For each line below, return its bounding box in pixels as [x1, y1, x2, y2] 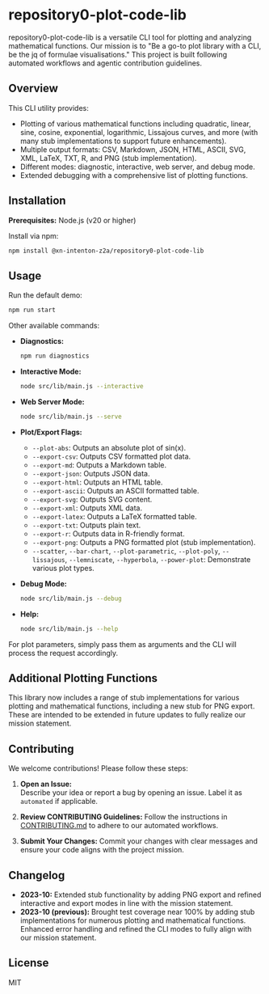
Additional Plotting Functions [8, 671, 158, 685]
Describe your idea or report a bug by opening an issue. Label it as [19, 788, 242, 797]
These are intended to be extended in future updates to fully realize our [8, 710, 246, 720]
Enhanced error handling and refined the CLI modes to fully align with [19, 924, 252, 933]
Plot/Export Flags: [19, 427, 82, 437]
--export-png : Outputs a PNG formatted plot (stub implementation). [32, 537, 256, 547]
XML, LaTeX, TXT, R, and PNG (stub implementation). [19, 153, 197, 163]
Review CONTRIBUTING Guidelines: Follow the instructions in [19, 812, 228, 822]
